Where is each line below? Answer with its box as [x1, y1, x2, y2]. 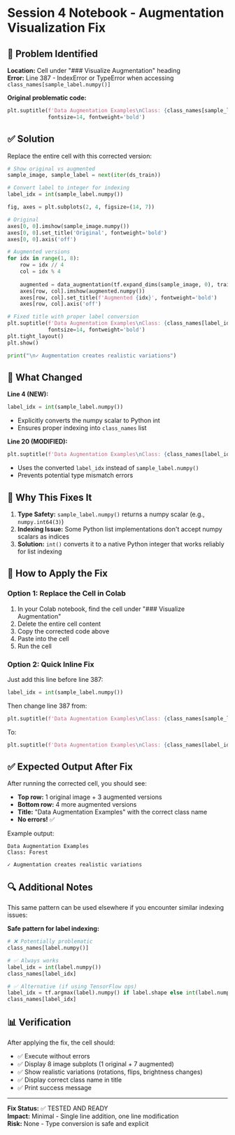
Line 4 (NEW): [7, 390, 49, 398]
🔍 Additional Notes [7, 881, 93, 893]
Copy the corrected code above [17, 626, 110, 636]
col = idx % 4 [20, 268, 61, 275]
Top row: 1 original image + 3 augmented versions [17, 793, 162, 801]
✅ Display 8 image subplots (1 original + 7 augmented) [17, 1059, 175, 1068]
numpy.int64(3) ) [17, 517, 64, 525]
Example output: [7, 829, 55, 838]
